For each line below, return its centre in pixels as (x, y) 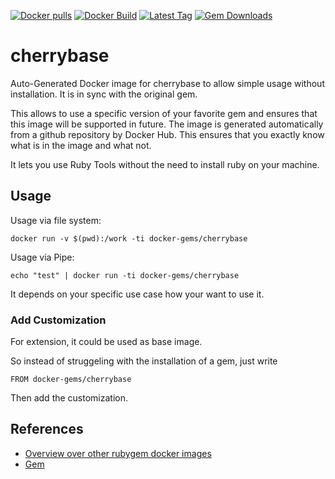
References (47, 429)
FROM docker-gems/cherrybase (71, 380)
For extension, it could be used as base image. (106, 342)
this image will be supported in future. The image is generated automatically (167, 124)
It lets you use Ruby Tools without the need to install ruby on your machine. (165, 164)
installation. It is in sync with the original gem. (104, 94)
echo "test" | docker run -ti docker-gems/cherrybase (125, 275)
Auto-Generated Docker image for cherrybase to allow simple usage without (167, 83)
